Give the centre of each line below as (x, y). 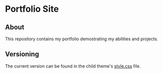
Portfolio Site (32, 9)
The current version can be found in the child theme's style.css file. (73, 66)
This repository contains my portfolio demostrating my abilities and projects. (82, 39)
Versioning (22, 54)
